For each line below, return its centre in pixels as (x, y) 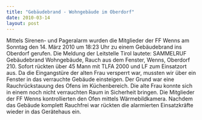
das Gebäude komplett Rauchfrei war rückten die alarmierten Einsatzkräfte (100, 105)
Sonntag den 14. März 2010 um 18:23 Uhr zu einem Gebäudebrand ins (94, 47)
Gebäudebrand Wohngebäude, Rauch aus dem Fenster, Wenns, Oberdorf (98, 60)
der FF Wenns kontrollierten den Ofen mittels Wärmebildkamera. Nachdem (100, 99)
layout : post (23, 23)
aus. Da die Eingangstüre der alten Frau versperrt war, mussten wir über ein (101, 73)
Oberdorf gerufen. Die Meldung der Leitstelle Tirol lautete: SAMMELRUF (96, 54)
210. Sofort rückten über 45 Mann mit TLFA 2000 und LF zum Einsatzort (96, 66)
